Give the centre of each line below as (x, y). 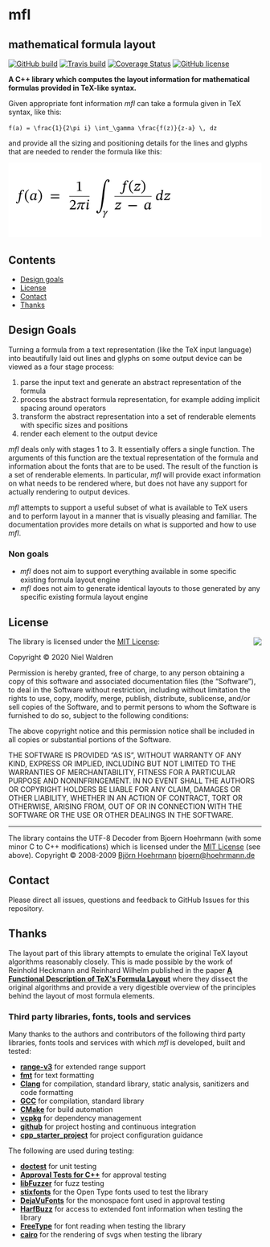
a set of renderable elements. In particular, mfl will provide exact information (135, 474)
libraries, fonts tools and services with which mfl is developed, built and (127, 1042)
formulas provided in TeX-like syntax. (72, 88)
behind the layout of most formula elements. (82, 995)
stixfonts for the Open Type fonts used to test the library (114, 1192)
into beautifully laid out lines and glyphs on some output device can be (125, 358)
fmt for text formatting (57, 1075)
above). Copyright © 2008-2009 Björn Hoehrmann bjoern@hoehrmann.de (132, 855)
